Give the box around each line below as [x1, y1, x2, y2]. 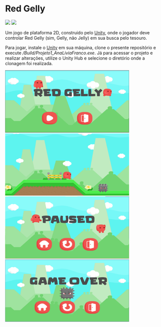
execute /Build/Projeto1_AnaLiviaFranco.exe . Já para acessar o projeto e [5, 50, 153, 56]
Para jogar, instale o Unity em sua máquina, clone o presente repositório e [5, 44, 156, 50]
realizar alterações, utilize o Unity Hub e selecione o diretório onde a [5, 55, 145, 61]
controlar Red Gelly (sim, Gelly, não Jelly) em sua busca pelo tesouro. [5, 35, 147, 41]
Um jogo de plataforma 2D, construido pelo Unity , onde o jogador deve [5, 29, 150, 35]
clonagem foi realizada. [5, 60, 53, 66]
